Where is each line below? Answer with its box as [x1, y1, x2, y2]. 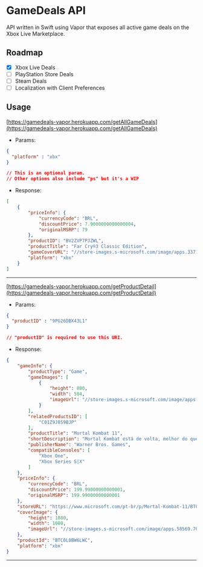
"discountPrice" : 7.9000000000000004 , [38, 221, 137, 227]
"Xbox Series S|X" [38, 458, 85, 465]
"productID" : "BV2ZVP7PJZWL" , [28, 238, 104, 244]
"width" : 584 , [49, 391, 85, 397]
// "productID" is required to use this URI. [6, 335, 123, 341]
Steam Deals [14, 77, 47, 85]
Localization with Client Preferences [14, 84, 105, 91]
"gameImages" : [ [28, 374, 69, 380]
